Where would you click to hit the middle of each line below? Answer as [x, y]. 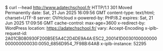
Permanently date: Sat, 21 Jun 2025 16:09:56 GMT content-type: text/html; [80, 13]
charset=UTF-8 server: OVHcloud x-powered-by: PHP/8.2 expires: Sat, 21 [79, 18]
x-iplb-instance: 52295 [124, 43]
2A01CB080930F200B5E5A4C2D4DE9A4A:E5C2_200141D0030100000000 [81, 38]
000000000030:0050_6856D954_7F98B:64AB [52, 43]
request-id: [16, 33]
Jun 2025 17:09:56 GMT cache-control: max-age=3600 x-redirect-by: [75, 23]
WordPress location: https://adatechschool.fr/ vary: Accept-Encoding [74, 28]
